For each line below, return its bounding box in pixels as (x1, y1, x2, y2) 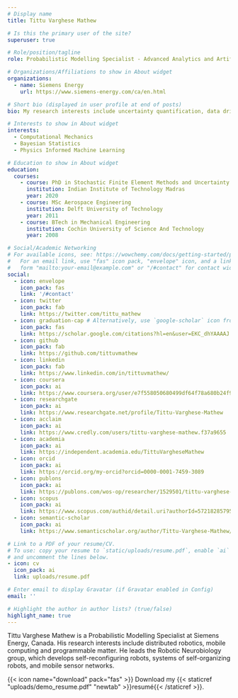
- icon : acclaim (13, 416, 62, 423)
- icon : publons (13, 475, 62, 482)
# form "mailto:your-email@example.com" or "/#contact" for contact (7, 264, 220, 271)
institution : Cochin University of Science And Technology (25, 225, 204, 232)
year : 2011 (25, 212, 59, 219)
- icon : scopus (13, 495, 59, 502)
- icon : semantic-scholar (13, 515, 91, 522)
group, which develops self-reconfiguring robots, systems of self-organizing (7, 654, 231, 663)
